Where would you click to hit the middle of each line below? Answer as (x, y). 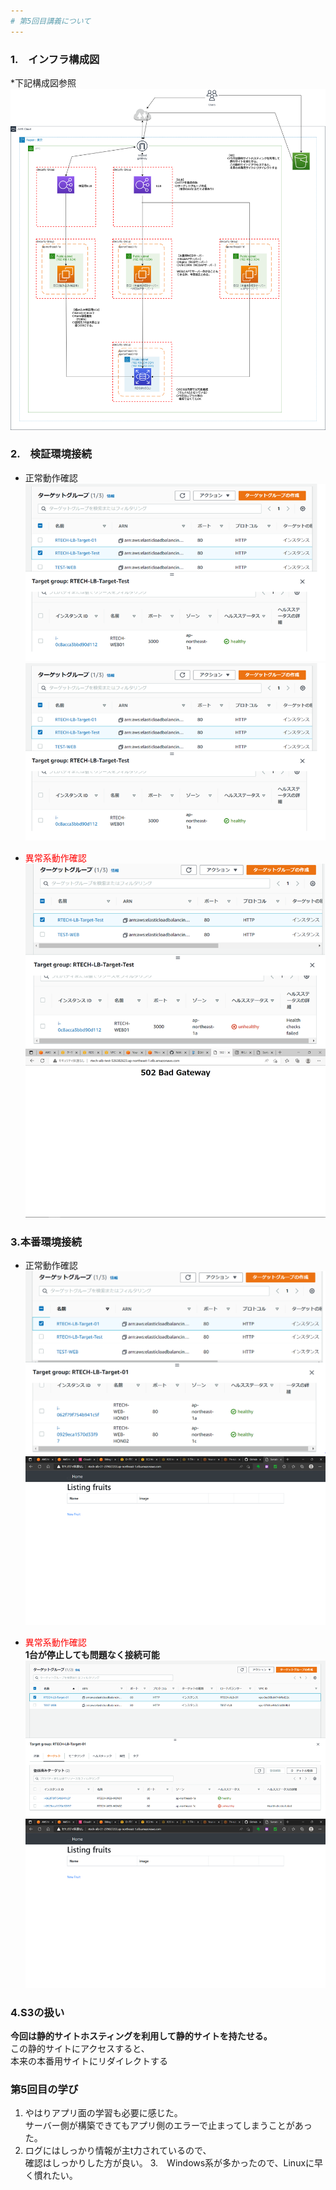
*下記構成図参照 (43, 82)
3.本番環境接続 (46, 1242)
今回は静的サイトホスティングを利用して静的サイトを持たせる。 (141, 2036)
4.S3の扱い (37, 2012)
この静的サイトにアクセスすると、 (80, 2049)
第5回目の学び (44, 2090)
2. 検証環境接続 (51, 454)
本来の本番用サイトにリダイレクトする (89, 2061)
